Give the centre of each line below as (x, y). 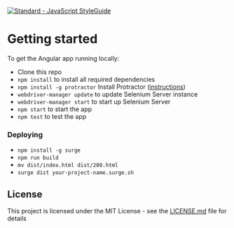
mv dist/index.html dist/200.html (68, 165)
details (17, 219)
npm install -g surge (49, 150)
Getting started (53, 39)
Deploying (25, 134)
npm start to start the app (55, 109)
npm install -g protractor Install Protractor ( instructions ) (101, 87)
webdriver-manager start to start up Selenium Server (94, 101)
